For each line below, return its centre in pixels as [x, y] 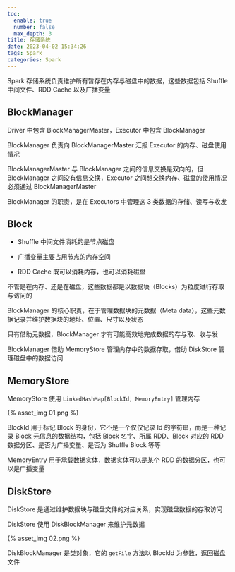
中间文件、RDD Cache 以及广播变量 [59, 90]
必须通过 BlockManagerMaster [52, 186]
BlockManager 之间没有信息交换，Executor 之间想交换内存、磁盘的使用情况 [117, 178]
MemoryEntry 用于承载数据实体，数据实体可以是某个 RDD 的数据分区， [110, 460]
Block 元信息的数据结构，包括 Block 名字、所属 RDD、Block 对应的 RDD [119, 436]
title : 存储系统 [29, 40]
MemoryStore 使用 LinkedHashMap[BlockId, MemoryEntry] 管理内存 [104, 398]
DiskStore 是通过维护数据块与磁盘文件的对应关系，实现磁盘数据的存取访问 [115, 509]
